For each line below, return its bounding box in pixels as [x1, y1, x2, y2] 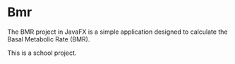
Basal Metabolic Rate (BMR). [7, 34, 90, 43]
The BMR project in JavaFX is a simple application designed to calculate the [7, 27, 228, 36]
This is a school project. [7, 49, 77, 57]
